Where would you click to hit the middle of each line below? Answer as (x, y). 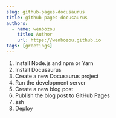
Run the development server (50, 82)
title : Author (35, 35)
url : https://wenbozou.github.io (59, 40)
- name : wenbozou (34, 29)
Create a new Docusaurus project (57, 76)
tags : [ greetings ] (29, 46)
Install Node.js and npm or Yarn (54, 63)
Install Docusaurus (38, 69)
